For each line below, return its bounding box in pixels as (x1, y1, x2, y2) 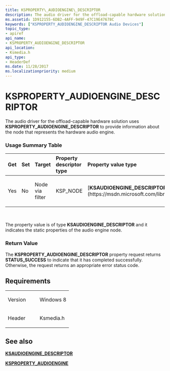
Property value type (88, 161, 137, 168)
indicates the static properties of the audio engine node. (5, 227, 122, 233)
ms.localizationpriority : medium (5, 69, 76, 74)
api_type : (5, 54, 26, 60)
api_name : (5, 36, 26, 41)
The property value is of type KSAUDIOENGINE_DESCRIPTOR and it (5, 222, 148, 228)
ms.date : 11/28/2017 (5, 64, 49, 69)
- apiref (5, 31, 24, 36)
